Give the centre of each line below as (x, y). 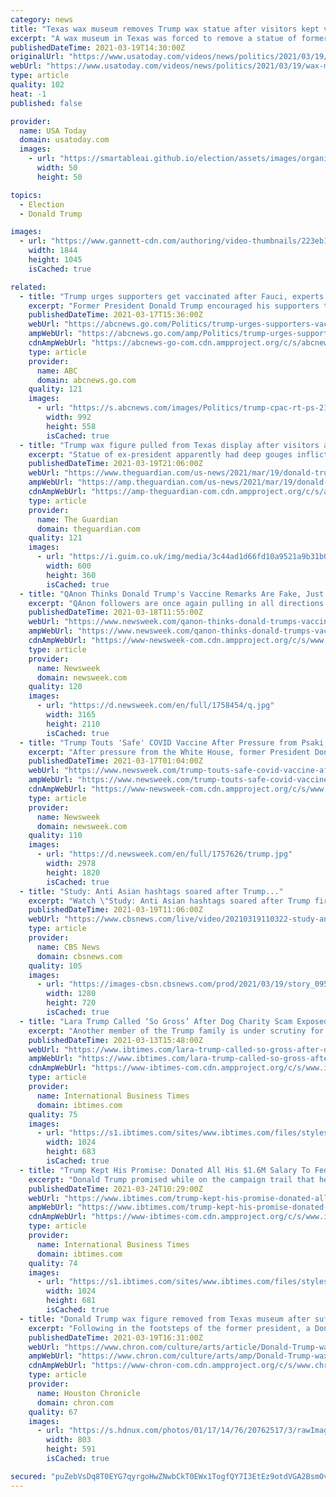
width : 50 (57, 168)
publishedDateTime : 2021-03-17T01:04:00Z (115, 761)
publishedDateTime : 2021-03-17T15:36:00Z (115, 315)
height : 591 (71, 1449)
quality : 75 (53, 1114)
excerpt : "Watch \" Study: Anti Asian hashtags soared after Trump (169, 901)
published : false (46, 103)
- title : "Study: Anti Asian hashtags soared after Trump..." (151, 891)
